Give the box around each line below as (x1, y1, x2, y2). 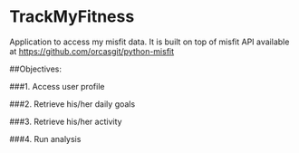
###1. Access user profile (9, 81, 105, 91)
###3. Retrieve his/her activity (9, 116, 122, 127)
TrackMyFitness (9, 6, 135, 27)
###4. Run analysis (9, 133, 82, 144)
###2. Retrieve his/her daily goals (9, 98, 136, 110)
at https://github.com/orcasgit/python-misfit (9, 45, 175, 56)
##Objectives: (9, 63, 62, 74)
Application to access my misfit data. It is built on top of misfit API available (9, 36, 290, 47)
